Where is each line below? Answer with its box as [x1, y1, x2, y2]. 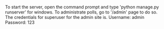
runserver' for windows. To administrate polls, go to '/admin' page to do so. [5, 9, 158, 15]
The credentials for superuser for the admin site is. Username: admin [5, 14, 145, 20]
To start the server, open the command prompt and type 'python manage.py [5, 4, 159, 10]
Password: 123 [5, 19, 35, 25]
